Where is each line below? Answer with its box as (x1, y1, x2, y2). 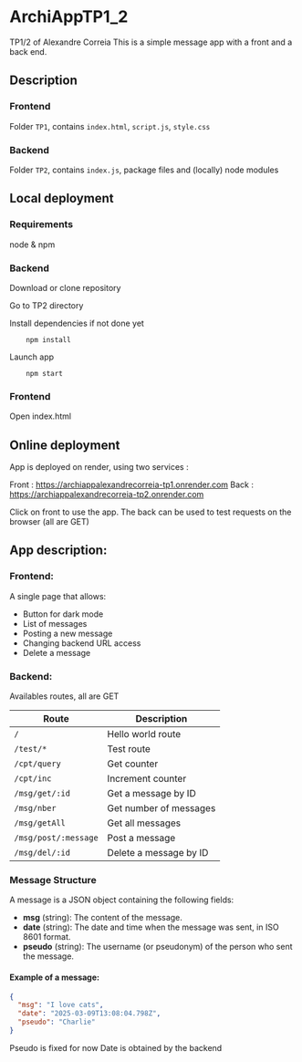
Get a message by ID (107, 787, 196, 799)
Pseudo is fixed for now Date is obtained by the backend (9, 1042, 223, 1053)
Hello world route (107, 728, 182, 740)
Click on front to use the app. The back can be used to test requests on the (9, 506, 292, 517)
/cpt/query (14, 759, 61, 768)
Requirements (9, 218, 74, 231)
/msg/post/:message (14, 833, 99, 843)
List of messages (22, 618, 88, 629)
